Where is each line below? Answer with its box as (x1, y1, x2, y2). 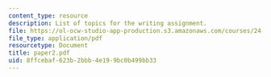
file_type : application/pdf (8, 34, 103, 43)
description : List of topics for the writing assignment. (8, 19, 207, 27)
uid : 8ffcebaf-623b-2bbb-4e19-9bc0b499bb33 (8, 57, 157, 65)
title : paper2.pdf (8, 49, 70, 57)
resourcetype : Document (8, 42, 89, 50)
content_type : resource (8, 11, 89, 20)
